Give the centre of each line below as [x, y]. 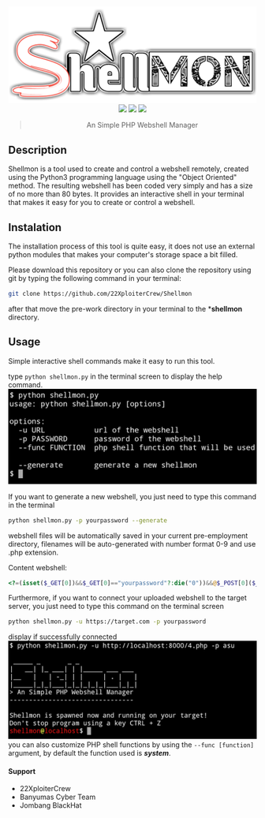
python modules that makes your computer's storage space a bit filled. [123, 254]
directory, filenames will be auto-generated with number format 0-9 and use [132, 543]
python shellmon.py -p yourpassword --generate [88, 520]
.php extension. [34, 552]
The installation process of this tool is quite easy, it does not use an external [131, 246]
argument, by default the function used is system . [90, 753]
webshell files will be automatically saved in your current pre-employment [128, 536]
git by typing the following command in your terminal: [95, 278]
